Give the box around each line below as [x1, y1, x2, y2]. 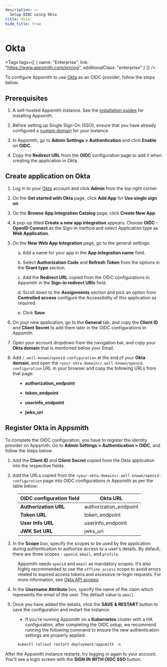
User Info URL [20, 519, 54, 526]
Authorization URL [20, 503, 65, 510]
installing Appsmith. [12, 113, 53, 118]
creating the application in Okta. [12, 158, 78, 163]
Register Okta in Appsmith [5, 424, 89, 432]
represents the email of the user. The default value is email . [12, 592, 135, 598]
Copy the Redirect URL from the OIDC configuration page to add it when [12, 152, 162, 158]
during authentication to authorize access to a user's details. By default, [12, 546, 161, 552]
